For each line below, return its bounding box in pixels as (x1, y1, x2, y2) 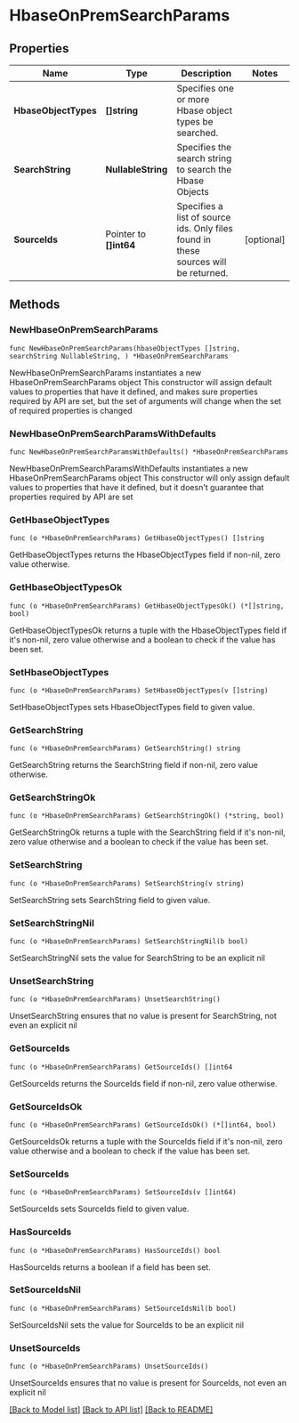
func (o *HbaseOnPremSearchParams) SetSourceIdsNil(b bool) (9, 1304, 238, 1313)
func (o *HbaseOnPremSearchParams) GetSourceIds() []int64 (9, 1063, 233, 1071)
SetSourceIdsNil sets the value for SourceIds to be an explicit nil (9, 1319, 245, 1330)
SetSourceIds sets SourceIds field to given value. (9, 1203, 190, 1215)
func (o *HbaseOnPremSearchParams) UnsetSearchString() (9, 995, 221, 1004)
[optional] (244, 233, 286, 246)
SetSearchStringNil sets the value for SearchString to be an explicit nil (9, 953, 265, 964)
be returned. (176, 267, 229, 279)
